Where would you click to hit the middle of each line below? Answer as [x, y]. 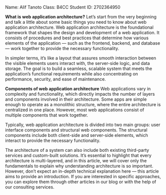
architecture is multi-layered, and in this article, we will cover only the [76, 161]
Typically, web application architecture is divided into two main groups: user [83, 125]
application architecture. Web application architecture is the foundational [79, 27]
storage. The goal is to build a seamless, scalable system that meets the [79, 68]
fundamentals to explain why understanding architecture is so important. [79, 166]
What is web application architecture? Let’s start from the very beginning [81, 17]
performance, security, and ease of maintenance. [55, 79]
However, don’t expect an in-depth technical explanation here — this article [82, 171]
